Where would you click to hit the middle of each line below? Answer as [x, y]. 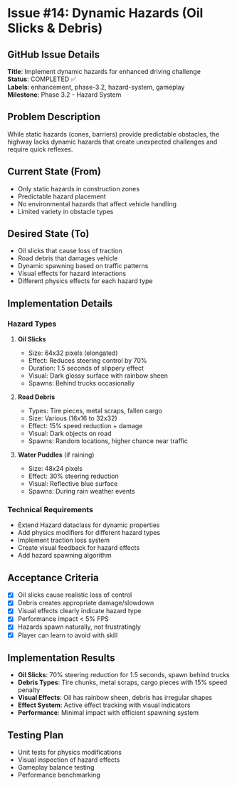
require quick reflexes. [40, 149]
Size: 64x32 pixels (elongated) [73, 353]
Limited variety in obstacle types [65, 211]
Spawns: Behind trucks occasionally [81, 383]
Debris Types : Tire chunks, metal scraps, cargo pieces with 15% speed [122, 683]
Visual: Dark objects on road [70, 434]
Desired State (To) [48, 234]
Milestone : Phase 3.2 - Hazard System [64, 95]
